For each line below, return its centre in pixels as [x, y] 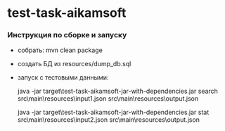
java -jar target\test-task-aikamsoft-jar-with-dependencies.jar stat [113, 112]
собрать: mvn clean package [60, 50]
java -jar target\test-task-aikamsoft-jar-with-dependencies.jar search [117, 91]
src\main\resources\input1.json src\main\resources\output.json [108, 99]
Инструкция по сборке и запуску [67, 35]
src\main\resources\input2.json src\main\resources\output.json [109, 120]
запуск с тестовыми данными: [63, 77]
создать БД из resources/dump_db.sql [74, 64]
